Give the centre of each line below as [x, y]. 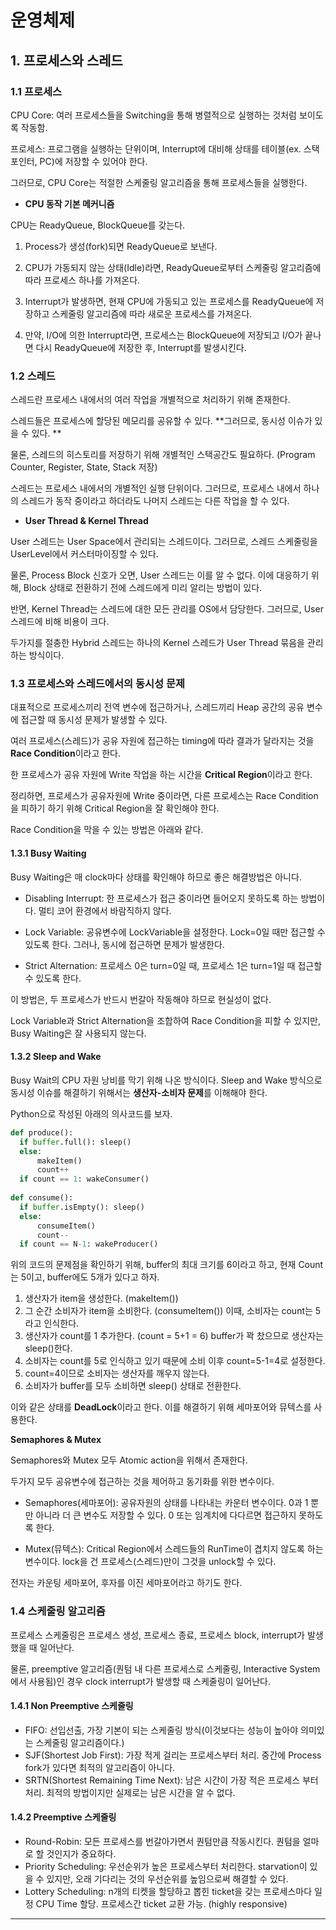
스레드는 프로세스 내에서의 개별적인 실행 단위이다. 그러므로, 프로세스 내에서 [156, 488]
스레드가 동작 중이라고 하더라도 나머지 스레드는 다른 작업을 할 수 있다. [155, 501]
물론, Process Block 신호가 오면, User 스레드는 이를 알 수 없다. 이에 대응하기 [159, 575]
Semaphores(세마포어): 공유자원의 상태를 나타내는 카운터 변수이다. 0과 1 [166, 1503]
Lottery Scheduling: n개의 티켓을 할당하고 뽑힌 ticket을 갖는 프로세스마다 [168, 1891]
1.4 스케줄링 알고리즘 [58, 1611]
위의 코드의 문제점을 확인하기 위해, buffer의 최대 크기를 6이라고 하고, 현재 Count [167, 1265]
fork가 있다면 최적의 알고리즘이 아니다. [100, 1767]
